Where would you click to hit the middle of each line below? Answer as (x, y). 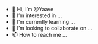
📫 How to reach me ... (39, 35)
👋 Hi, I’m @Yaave (33, 9)
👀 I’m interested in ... (37, 15)
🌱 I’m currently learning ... (43, 22)
